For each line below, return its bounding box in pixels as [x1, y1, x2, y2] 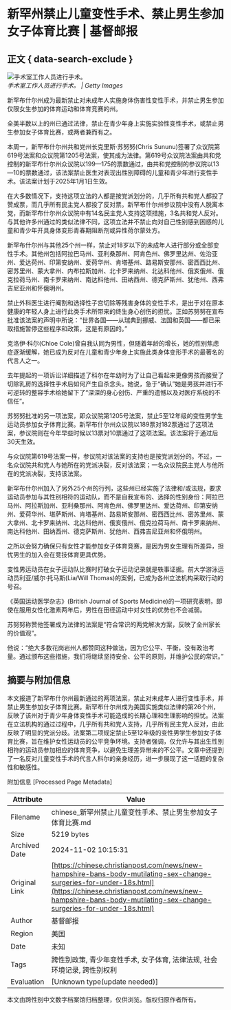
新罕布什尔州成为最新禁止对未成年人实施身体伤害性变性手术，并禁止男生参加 [7, 96, 224, 104]
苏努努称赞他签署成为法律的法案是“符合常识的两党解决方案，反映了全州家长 [7, 620, 221, 628]
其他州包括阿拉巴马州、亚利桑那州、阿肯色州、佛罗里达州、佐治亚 [30, 250, 218, 257]
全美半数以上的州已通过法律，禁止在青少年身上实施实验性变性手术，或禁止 [7, 119, 218, 128]
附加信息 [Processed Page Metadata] [7, 778, 112, 786]
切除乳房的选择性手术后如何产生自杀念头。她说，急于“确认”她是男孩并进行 [7, 380, 218, 388]
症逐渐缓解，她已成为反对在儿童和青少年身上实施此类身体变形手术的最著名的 [7, 348, 224, 356]
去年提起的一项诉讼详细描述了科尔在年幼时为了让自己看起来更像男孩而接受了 [7, 371, 224, 379]
